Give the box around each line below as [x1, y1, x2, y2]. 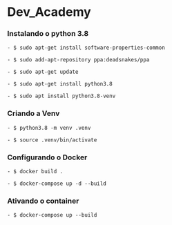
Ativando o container [7, 196, 79, 206]
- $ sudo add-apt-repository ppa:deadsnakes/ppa [7, 57, 150, 63]
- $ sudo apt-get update [7, 68, 79, 76]
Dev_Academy [7, 4, 91, 20]
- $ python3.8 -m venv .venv [7, 124, 91, 131]
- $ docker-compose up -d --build [7, 180, 107, 187]
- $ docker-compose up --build [7, 212, 97, 219]
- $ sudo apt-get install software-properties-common [7, 44, 166, 52]
